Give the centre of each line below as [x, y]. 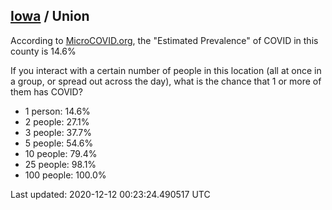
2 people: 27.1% [57, 121]
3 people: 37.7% [58, 132]
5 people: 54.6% [59, 143]
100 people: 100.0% [65, 175]
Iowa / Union [50, 16]
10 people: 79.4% [61, 153]
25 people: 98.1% [60, 164]
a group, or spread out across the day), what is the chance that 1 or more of [166, 81]
